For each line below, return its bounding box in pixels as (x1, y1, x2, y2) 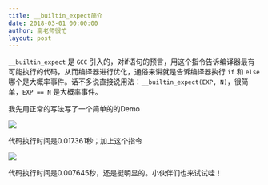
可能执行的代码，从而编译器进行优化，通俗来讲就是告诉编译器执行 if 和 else (8, 67, 260, 77)
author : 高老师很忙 (8, 26, 67, 34)
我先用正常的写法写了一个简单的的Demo (8, 104, 140, 114)
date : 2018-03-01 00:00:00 (8, 19, 98, 27)
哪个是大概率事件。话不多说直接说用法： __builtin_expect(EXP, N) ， (8, 77, 234, 86)
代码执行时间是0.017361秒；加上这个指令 (8, 136, 142, 146)
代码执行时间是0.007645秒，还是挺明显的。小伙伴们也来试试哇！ (8, 168, 222, 178)
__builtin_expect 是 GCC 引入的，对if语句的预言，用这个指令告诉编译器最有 (8, 57, 255, 66)
